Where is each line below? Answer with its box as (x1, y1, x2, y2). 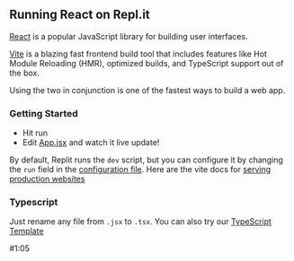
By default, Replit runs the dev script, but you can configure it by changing (9, 154, 283, 165)
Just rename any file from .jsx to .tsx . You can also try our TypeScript (9, 216, 272, 227)
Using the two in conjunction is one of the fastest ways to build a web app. (9, 84, 286, 95)
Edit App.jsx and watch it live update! (22, 137, 160, 148)
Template (9, 226, 44, 237)
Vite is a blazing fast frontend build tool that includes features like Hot (9, 48, 268, 59)
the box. (9, 67, 40, 78)
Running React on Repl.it (9, 7, 150, 22)
